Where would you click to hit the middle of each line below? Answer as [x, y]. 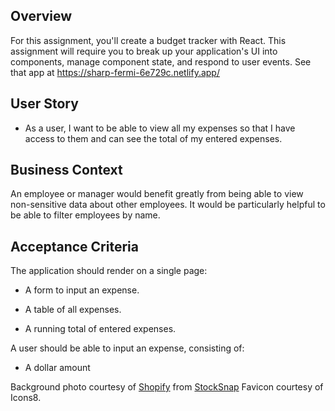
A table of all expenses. [73, 310]
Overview [41, 16]
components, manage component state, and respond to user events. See [161, 61]
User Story [44, 104]
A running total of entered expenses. [100, 329]
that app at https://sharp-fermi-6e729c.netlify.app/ [115, 72]
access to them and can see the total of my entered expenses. [153, 138]
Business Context [66, 170]
